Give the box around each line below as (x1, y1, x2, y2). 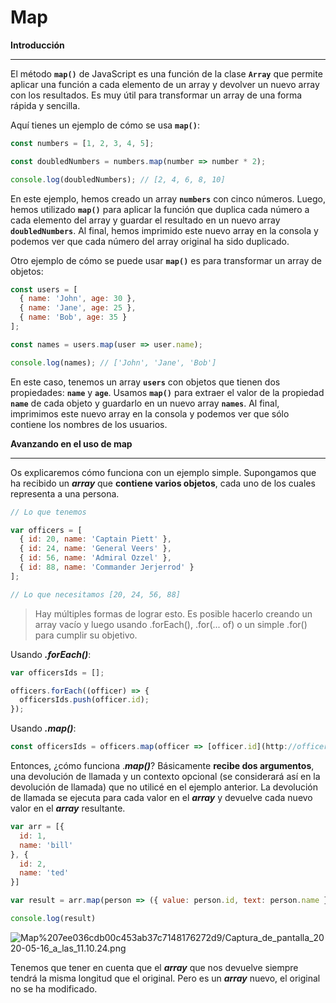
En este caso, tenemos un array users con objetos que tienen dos (10, 376, 281, 388)
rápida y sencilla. (10, 99, 81, 111)
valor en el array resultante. (10, 802, 126, 815)
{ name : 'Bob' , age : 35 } (19, 312, 128, 323)
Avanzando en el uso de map (10, 437, 133, 450)
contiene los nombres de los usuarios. (10, 418, 168, 430)
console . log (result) (10, 914, 97, 924)
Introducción (10, 39, 65, 51)
